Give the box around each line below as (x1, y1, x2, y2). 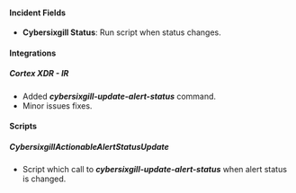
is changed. (22, 173, 67, 184)
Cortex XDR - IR (9, 68, 69, 79)
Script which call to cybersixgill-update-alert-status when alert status (22, 164, 288, 175)
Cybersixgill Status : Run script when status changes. (22, 27, 222, 38)
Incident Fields (9, 7, 66, 18)
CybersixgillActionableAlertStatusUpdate (9, 141, 169, 152)
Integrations (9, 48, 57, 58)
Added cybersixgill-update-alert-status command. (22, 91, 217, 101)
